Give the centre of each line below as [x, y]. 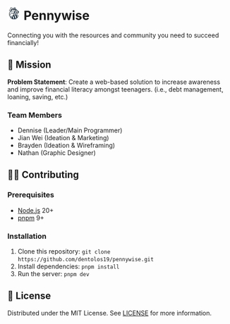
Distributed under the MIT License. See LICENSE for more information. [110, 313]
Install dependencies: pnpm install [68, 266]
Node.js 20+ [36, 210]
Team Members [35, 115]
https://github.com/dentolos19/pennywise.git [85, 260]
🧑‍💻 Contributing [43, 175]
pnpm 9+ [31, 218]
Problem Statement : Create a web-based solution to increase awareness [114, 82]
